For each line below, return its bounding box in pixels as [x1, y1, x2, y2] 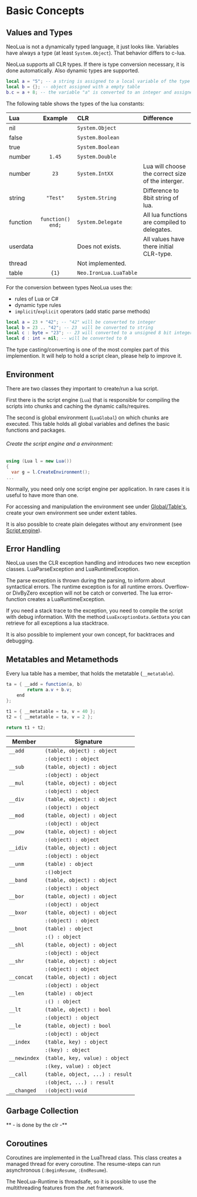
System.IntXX [77, 170, 114, 177]
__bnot [9, 925, 28, 932]
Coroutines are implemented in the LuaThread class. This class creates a [6, 1154, 182, 1161]
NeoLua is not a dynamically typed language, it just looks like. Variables [6, 43, 179, 50]
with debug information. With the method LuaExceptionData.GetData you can [6, 613, 191, 621]
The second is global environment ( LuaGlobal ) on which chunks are [6, 414, 169, 421]
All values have [142, 235, 185, 243]
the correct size [142, 169, 186, 178]
